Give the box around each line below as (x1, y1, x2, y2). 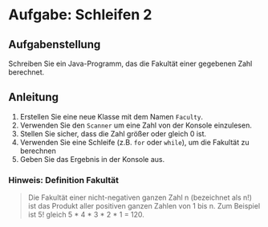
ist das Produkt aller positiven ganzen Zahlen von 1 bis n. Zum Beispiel (27, 201, 261, 211)
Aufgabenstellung (8, 38, 101, 51)
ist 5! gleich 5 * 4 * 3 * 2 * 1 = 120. (27, 210, 144, 220)
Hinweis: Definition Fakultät (8, 174, 119, 185)
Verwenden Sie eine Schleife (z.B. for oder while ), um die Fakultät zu (19, 137, 250, 147)
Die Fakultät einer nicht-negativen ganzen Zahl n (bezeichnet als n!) (27, 193, 253, 202)
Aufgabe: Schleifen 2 (8, 6, 152, 24)
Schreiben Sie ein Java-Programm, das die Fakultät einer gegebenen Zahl (8, 59, 253, 68)
